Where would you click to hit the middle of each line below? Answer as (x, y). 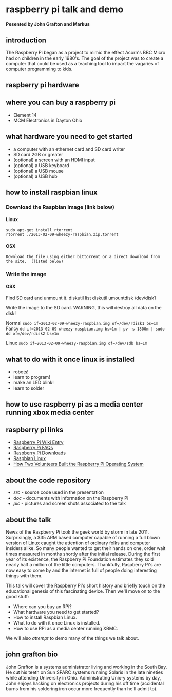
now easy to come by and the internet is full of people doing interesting (81, 570)
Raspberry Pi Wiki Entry (38, 442)
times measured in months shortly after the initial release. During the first (83, 554)
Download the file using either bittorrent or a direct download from (83, 257)
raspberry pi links (35, 430)
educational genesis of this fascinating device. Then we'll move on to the (83, 591)
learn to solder (29, 388)
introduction (26, 40)
